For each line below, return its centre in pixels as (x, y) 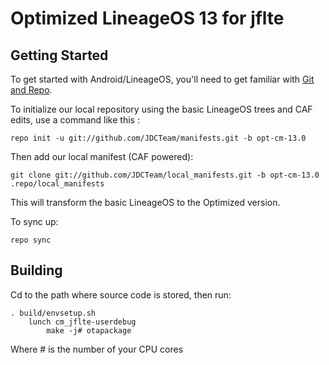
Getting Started (59, 55)
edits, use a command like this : (75, 120)
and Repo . (31, 90)
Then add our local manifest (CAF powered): (102, 156)
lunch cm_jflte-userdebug (82, 322)
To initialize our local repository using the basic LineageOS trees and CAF (161, 109)
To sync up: (34, 221)
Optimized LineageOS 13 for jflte (147, 18)
